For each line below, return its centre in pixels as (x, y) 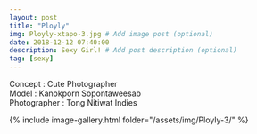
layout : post (33, 17)
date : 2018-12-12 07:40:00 (59, 42)
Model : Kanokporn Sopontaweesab (75, 93)
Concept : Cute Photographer (63, 84)
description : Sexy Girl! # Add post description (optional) (124, 51)
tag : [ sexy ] (31, 59)
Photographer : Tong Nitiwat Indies (73, 102)
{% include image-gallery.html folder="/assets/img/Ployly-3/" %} (129, 120)
